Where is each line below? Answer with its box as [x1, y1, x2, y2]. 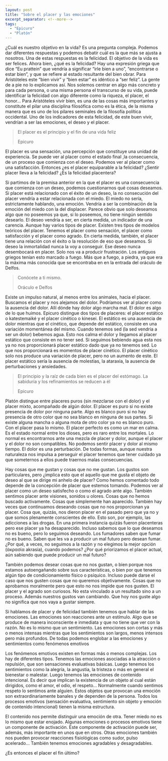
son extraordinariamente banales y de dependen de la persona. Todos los [5, 693, 158, 699]
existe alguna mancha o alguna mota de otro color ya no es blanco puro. [5, 419, 154, 425]
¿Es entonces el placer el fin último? [5, 750, 80, 756]
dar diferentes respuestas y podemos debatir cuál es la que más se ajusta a [5, 50, 162, 56]
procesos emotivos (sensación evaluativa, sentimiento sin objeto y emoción [5, 699, 161, 704]
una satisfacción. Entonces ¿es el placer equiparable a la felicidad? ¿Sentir [5, 164, 159, 170]
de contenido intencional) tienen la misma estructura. [5, 704, 115, 710]
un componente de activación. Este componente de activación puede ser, [5, 724, 157, 730]
